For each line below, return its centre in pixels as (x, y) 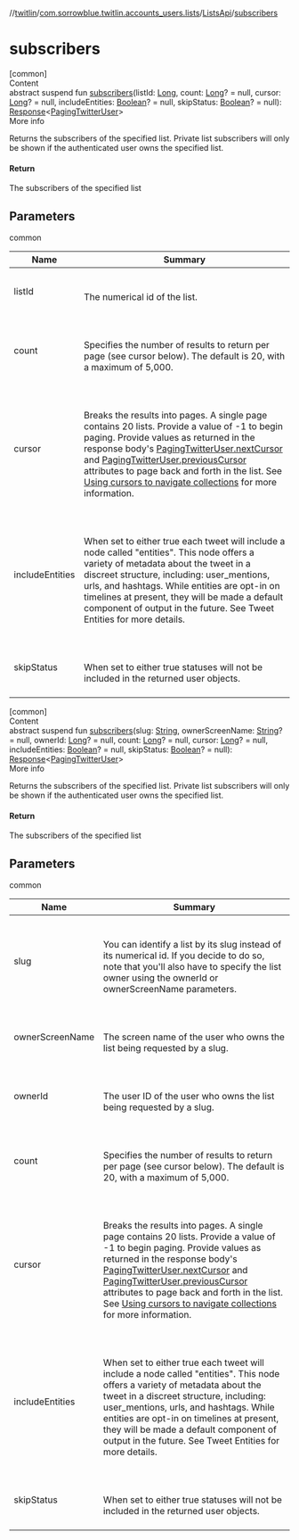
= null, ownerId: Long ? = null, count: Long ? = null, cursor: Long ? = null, (139, 740)
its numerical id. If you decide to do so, (184, 956)
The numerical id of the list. (141, 296)
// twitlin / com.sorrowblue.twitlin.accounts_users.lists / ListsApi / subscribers (144, 13)
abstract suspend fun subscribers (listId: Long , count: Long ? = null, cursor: (145, 92)
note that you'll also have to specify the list (192, 966)
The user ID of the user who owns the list (189, 1096)
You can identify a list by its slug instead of (192, 944)
